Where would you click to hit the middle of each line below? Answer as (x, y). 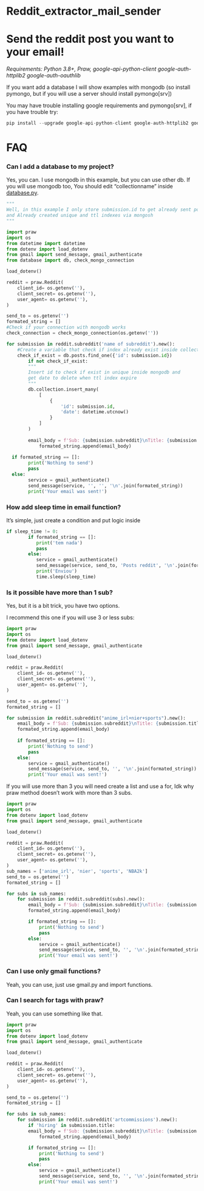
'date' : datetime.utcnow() (95, 412)
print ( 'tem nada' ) (59, 543)
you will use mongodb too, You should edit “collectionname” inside (90, 187)
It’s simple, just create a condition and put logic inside (73, 520)
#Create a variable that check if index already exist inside (97, 350)
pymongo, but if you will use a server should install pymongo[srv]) (89, 94)
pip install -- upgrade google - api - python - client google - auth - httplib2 (97, 123)
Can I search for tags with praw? (55, 1000)
